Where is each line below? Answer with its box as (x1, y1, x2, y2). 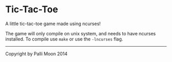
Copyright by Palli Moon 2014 (5, 50, 68, 57)
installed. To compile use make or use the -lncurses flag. (5, 36, 123, 42)
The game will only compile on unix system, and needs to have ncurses (5, 30, 156, 36)
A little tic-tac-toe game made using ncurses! (5, 20, 101, 27)
